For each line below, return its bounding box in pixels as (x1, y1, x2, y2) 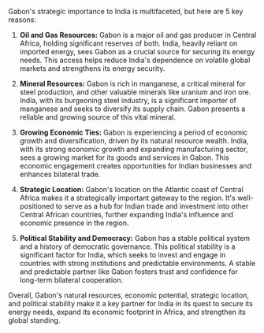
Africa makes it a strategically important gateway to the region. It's (19, 193, 236, 202)
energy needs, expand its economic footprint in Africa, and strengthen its (8, 307, 246, 316)
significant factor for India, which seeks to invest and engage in (19, 250, 226, 259)
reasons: (8, 15, 37, 24)
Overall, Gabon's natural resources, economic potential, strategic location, (8, 290, 250, 300)
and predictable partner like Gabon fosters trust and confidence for (19, 267, 238, 276)
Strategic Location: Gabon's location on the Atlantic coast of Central (19, 185, 244, 194)
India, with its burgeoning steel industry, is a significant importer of (19, 96, 236, 105)
